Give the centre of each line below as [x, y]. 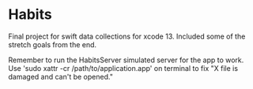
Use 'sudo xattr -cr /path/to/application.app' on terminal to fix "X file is [123, 68]
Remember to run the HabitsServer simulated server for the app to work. [126, 60]
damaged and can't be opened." [60, 76]
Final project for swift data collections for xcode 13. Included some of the [127, 36]
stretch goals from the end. [53, 44]
